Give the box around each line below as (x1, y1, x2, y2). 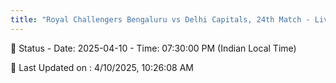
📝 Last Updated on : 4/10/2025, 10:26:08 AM (10, 61, 194, 73)
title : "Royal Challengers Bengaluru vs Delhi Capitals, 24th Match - (10, 14, 311, 25)
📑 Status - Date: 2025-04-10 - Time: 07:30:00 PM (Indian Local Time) (10, 42, 297, 54)
